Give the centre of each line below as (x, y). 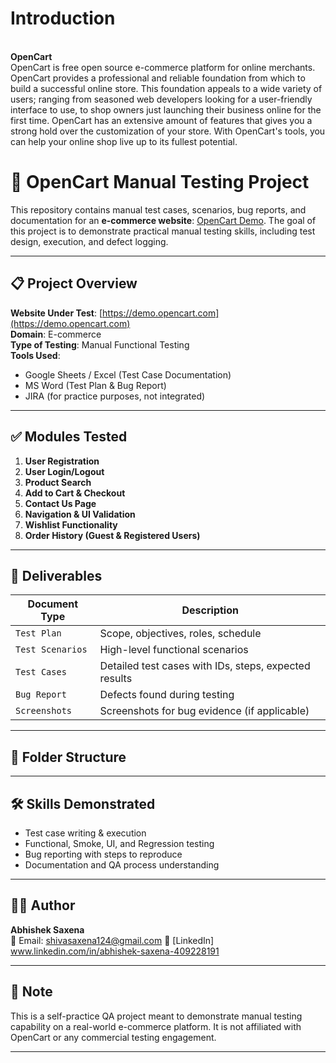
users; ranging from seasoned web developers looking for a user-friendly (161, 99)
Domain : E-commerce (56, 334)
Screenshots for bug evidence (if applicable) (204, 711)
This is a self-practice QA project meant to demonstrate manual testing (156, 1016)
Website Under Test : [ (56, 313)
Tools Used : (35, 355)
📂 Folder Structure (68, 757)
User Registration (62, 461)
